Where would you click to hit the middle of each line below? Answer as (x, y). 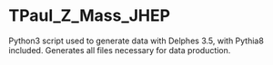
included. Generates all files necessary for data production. (120, 50)
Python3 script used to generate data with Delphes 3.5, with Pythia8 (136, 41)
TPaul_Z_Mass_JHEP (89, 16)
